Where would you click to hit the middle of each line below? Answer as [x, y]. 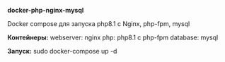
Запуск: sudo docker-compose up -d [62, 51]
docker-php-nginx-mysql [46, 10]
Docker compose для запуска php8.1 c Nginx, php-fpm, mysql [99, 24]
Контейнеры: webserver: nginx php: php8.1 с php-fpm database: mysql [113, 37]
